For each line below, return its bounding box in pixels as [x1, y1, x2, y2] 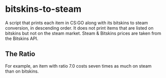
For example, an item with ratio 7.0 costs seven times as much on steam [5, 63, 152, 69]
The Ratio [5, 50, 36, 58]
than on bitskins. [5, 68, 39, 74]
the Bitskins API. [5, 36, 39, 41]
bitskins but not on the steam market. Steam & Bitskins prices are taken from [5, 30, 162, 36]
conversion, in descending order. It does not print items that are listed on [5, 25, 154, 31]
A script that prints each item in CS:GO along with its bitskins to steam [5, 20, 148, 26]
